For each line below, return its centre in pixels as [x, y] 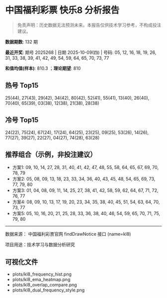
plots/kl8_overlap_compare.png [44, 285]
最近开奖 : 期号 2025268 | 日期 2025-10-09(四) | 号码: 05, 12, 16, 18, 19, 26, [81, 52]
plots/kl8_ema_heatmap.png [41, 280]
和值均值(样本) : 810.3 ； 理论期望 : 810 [43, 68]
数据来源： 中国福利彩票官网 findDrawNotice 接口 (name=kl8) [68, 234]
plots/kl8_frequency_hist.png [42, 274]
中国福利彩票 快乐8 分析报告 [62, 10]
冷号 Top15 [22, 120]
